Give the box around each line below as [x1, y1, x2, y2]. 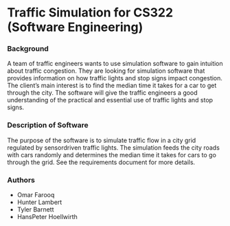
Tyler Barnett [16, 205, 54, 214]
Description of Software [7, 120, 89, 130]
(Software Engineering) [7, 19, 143, 35]
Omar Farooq [16, 191, 55, 199]
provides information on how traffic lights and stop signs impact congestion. [7, 74, 223, 82]
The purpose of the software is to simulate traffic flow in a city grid [7, 136, 196, 144]
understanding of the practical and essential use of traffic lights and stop [7, 96, 214, 104]
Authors [7, 175, 36, 185]
